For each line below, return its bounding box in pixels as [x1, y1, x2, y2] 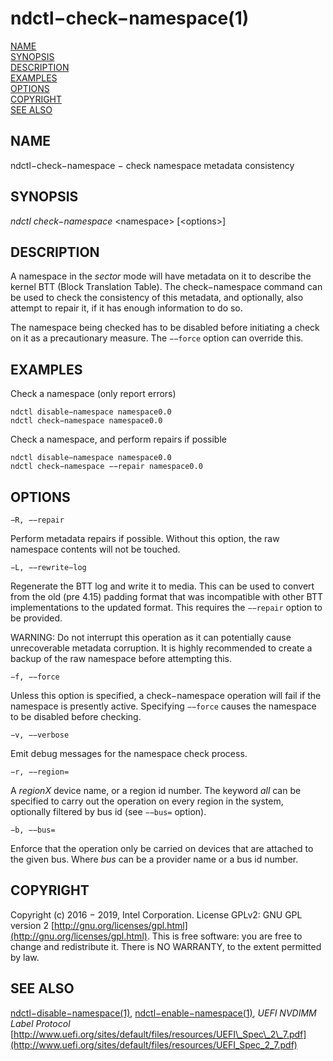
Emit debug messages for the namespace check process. [10, 748, 248, 759]
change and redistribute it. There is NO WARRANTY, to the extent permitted [10, 940, 322, 952]
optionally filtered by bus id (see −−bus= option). [10, 806, 207, 817]
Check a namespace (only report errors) [10, 388, 177, 400]
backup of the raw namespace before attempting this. [10, 653, 233, 664]
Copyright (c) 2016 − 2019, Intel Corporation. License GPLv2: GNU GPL [10, 908, 303, 921]
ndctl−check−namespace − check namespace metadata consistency [10, 159, 295, 171]
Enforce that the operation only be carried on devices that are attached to [10, 843, 314, 854]
